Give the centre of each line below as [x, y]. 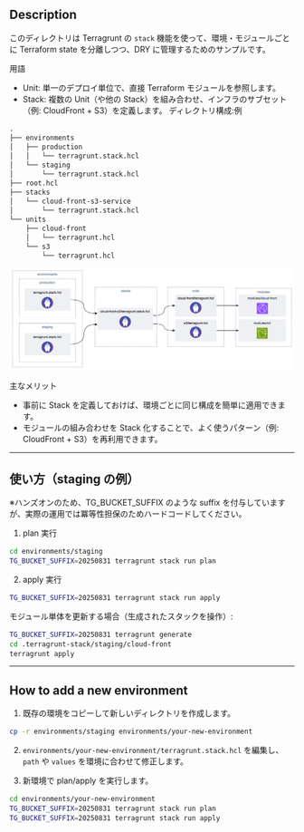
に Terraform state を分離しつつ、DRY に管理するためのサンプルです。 [140, 49]
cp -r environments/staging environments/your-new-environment [131, 732]
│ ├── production [46, 147]
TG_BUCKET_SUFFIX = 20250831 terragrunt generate [101, 634]
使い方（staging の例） [75, 479]
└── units [28, 219]
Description [43, 15]
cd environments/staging [56, 552]
